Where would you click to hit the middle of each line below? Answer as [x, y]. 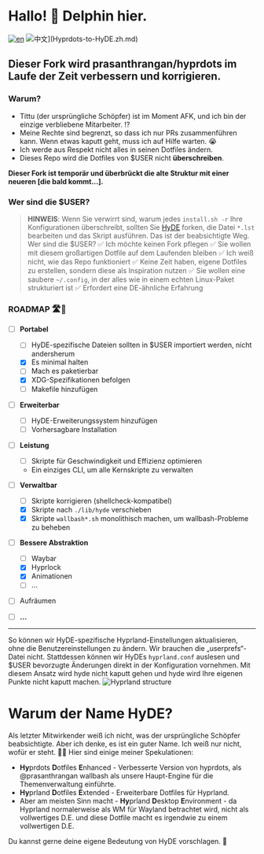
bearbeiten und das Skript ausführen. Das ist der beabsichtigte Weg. [138, 235]
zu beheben [51, 527]
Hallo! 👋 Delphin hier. [78, 16]
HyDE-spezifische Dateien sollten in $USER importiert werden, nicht [141, 345]
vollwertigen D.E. [47, 826]
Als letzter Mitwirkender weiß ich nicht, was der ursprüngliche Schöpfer [125, 735]
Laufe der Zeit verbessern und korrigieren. [115, 77]
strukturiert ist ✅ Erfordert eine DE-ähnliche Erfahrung [115, 287]
